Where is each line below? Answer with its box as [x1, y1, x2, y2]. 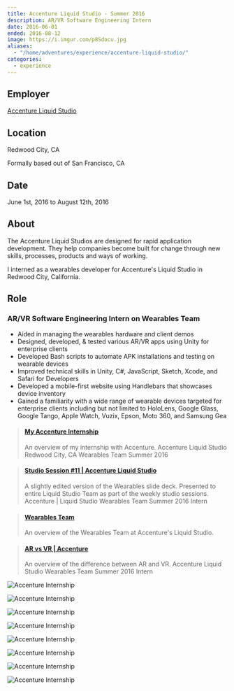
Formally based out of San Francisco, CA [7, 159, 125, 168]
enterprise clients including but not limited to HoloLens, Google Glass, [17, 404, 219, 413]
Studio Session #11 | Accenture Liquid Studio [24, 466, 157, 475]
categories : [7, 56, 42, 63]
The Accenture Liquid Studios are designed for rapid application [7, 236, 192, 245]
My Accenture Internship [24, 427, 99, 436]
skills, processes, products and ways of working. [7, 251, 148, 259]
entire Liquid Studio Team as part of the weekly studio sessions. [24, 489, 209, 497]
